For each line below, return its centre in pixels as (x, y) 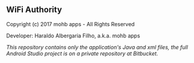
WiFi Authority (34, 10)
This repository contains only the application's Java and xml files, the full (97, 47)
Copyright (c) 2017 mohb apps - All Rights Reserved (71, 24)
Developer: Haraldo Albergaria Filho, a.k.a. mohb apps (73, 36)
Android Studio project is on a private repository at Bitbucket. (82, 53)
